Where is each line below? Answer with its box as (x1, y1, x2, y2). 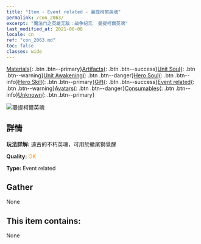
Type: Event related (6, 164, 56, 172)
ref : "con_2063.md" (6, 37, 56, 43)
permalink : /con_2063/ (6, 15, 64, 21)
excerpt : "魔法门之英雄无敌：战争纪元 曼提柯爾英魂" (6, 20, 129, 26)
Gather (6, 182, 33, 192)
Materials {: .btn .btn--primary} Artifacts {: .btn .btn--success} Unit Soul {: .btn (6, 65, 196, 72)
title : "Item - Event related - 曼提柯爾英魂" (6, 9, 121, 15)
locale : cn (6, 32, 34, 38)
